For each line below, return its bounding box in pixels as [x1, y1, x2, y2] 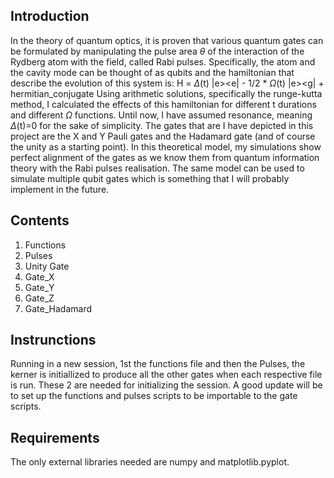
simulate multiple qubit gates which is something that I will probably [10, 172, 290, 184]
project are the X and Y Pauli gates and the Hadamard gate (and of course [10, 130, 316, 142]
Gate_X [24, 270, 55, 283]
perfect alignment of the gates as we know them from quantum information [10, 151, 320, 163]
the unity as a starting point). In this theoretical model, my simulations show [10, 140, 322, 153]
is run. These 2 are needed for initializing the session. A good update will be [10, 379, 323, 391]
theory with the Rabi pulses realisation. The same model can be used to [10, 162, 305, 174]
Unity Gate [24, 260, 70, 272]
